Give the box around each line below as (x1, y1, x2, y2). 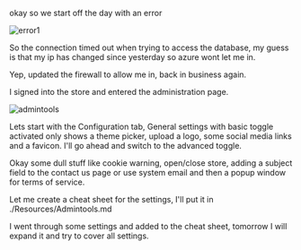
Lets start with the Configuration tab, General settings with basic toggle (9, 121, 274, 132)
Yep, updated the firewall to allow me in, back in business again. (9, 69, 247, 80)
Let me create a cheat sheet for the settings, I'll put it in (9, 194, 214, 204)
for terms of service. (9, 177, 85, 187)
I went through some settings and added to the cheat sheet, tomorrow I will (9, 221, 288, 231)
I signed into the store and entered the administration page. (9, 87, 229, 97)
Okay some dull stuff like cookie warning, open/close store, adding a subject (9, 158, 293, 168)
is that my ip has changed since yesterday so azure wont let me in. (9, 52, 256, 62)
